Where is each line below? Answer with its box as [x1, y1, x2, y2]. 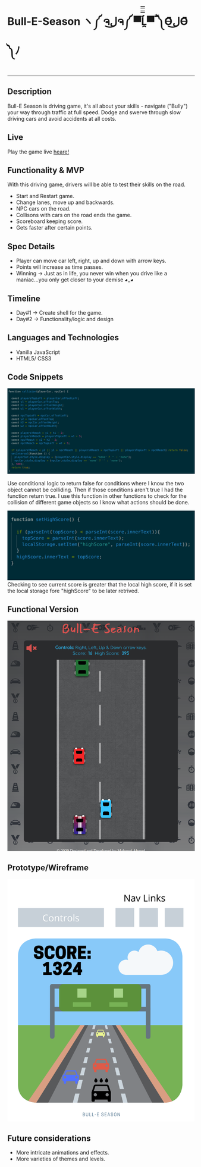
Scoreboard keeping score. [15, 218, 83, 225]
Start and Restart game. [15, 193, 74, 200]
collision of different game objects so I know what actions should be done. [7, 499, 190, 506]
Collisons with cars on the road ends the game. [15, 212, 132, 219]
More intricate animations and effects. [15, 1149, 109, 1156]
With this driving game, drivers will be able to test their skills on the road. [7, 181, 186, 188]
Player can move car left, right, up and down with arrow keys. [15, 257, 167, 265]
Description [7, 87, 52, 97]
